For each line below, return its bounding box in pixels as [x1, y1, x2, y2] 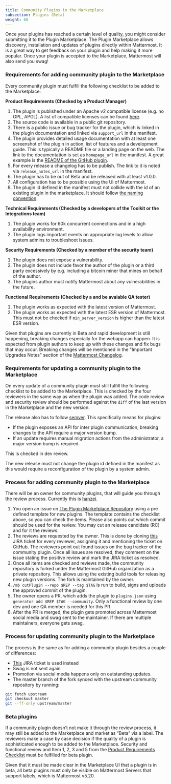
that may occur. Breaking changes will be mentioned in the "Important [5, 346, 152, 353]
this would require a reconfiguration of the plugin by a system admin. [5, 466, 151, 472]
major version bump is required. [12, 440, 80, 446]
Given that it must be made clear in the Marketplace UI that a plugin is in [5, 762, 157, 768]
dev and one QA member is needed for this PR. [12, 604, 112, 610]
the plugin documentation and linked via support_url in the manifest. [12, 130, 157, 136]
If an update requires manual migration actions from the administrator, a [12, 435, 164, 441]
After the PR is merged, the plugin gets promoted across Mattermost [12, 609, 157, 615]
